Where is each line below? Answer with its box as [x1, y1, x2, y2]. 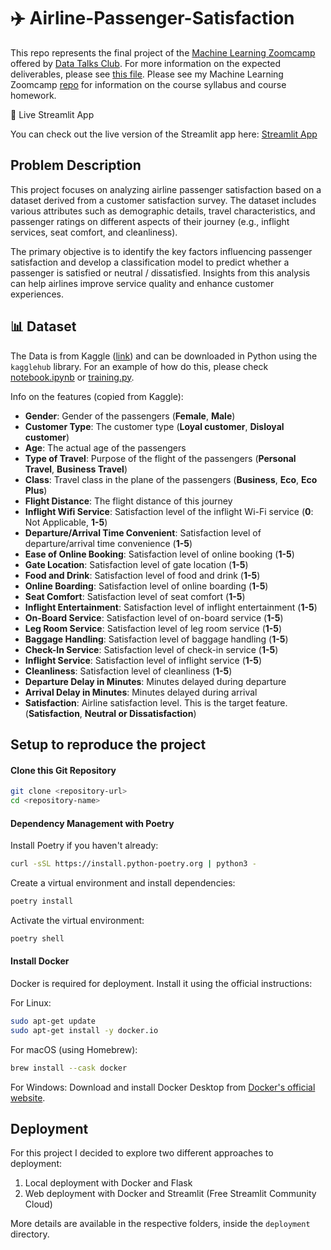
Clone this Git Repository [10, 764, 117, 776]
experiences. [10, 288, 65, 300]
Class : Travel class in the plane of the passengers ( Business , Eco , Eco [24, 473, 318, 485]
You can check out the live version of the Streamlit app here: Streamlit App [10, 128, 318, 140]
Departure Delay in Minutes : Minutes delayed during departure [24, 675, 287, 687]
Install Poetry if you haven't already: [10, 840, 159, 852]
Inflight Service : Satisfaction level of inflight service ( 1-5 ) [24, 654, 263, 666]
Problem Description [10, 157, 142, 174]
